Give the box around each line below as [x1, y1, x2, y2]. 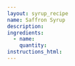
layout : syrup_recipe [7, 10, 69, 17]
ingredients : [7, 29, 44, 36]
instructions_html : [7, 49, 63, 56]
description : [7, 23, 44, 30]
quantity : [19, 42, 48, 49]
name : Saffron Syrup [7, 16, 66, 23]
